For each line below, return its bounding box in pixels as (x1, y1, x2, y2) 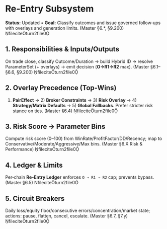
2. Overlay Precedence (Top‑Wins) (5, 84, 117, 92)
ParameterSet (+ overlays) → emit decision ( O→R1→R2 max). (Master (5, 63, 149, 69)
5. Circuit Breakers (5, 194, 65, 203)
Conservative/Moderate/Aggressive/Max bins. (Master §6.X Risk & (5, 141, 143, 147)
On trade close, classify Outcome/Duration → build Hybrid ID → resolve (5, 58, 153, 64)
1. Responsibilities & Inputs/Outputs (5, 45, 120, 53)
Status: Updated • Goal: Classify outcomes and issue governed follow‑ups (5, 20, 161, 26)
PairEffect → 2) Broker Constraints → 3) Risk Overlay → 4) (12, 97, 137, 103)
